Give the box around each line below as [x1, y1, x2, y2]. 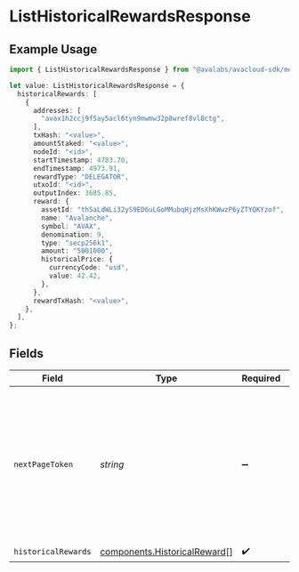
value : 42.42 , [48, 271, 101, 280]
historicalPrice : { [41, 255, 114, 264]
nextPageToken [13, 459, 74, 469]
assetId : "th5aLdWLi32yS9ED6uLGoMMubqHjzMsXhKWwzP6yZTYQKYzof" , [41, 205, 285, 214]
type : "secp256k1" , [41, 238, 114, 247]
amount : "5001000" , [41, 246, 114, 255]
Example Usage [9, 42, 98, 57]
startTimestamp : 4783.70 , [32, 156, 129, 165]
